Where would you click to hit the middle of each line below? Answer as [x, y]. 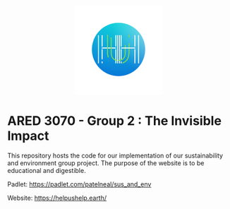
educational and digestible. [47, 170]
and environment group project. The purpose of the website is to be [106, 163]
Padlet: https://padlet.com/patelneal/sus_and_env [79, 184]
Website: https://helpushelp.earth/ [57, 198]
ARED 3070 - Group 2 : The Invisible [115, 120]
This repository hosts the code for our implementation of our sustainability [115, 155]
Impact [28, 136]
